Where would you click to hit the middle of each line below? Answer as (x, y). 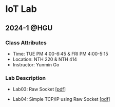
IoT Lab (21, 9)
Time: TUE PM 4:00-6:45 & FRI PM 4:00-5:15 (61, 53)
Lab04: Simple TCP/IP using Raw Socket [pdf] (61, 99)
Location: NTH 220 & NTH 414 (45, 59)
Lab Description (26, 78)
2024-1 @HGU (29, 28)
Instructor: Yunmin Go (36, 64)
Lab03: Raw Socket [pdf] (39, 89)
